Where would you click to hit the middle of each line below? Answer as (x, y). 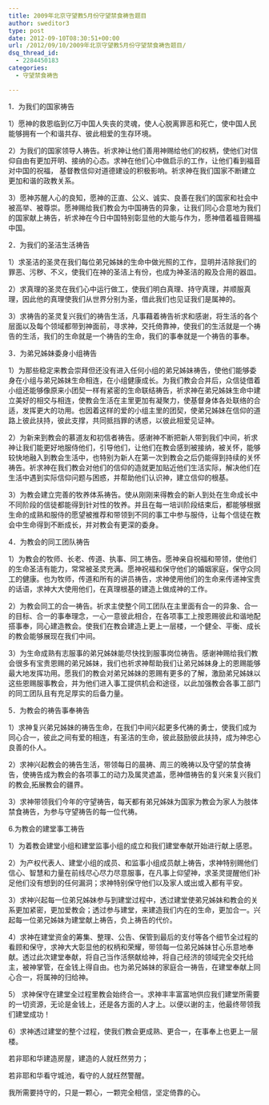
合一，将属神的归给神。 (54, 977)
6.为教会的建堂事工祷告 (47, 828)
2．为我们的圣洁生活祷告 (49, 245)
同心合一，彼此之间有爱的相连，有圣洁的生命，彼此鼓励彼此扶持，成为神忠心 (134, 737)
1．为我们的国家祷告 (41, 106)
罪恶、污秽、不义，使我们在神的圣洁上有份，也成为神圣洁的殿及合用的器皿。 (134, 272)
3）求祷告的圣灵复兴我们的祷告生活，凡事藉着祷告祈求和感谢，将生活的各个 (133, 316)
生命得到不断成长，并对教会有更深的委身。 (92, 524)
